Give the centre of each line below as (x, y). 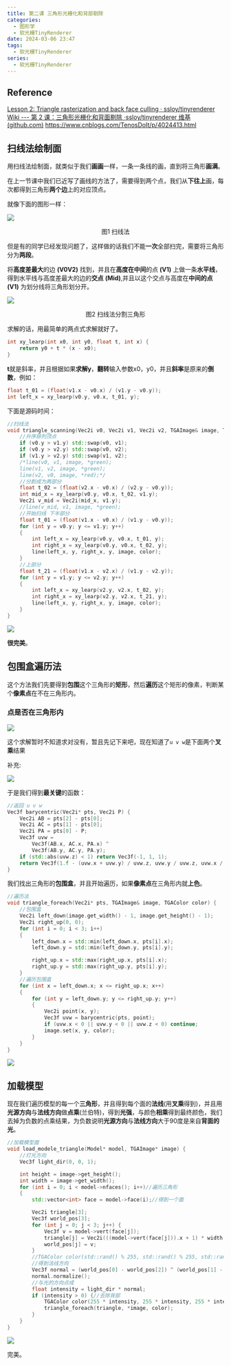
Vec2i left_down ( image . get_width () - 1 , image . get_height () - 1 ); (117, 916)
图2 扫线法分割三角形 (115, 315)
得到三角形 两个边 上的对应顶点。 (64, 189)
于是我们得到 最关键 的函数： (46, 792)
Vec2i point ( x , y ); (71, 1012)
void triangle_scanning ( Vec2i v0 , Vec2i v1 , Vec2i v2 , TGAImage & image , (113, 430)
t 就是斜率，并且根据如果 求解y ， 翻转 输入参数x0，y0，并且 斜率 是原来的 (108, 368)
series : (18, 59)
